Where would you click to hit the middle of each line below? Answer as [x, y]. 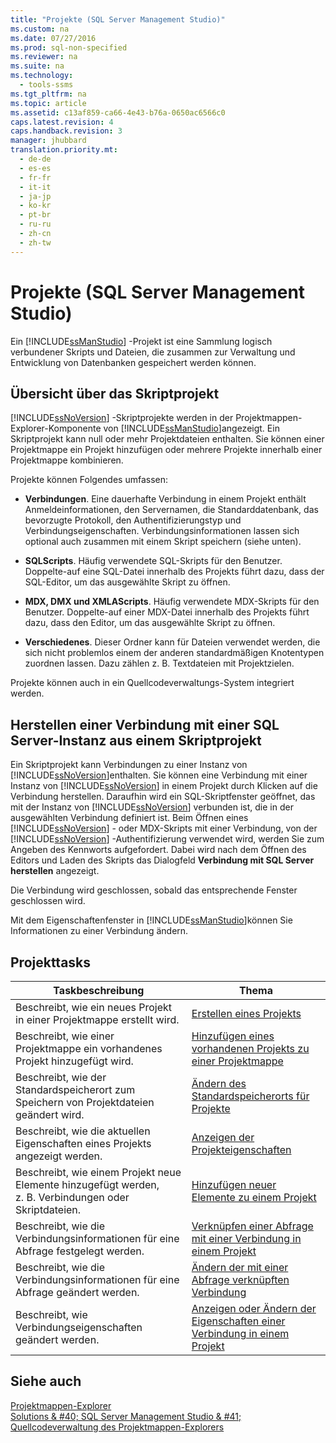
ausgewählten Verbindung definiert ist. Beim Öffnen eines [129, 818]
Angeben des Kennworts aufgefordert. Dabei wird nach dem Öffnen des [158, 850]
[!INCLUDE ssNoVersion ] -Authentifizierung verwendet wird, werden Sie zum [167, 839]
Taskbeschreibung [99, 990]
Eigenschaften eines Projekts [83, 1143]
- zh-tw [35, 242]
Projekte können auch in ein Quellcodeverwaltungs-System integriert [152, 683]
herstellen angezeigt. [55, 871]
